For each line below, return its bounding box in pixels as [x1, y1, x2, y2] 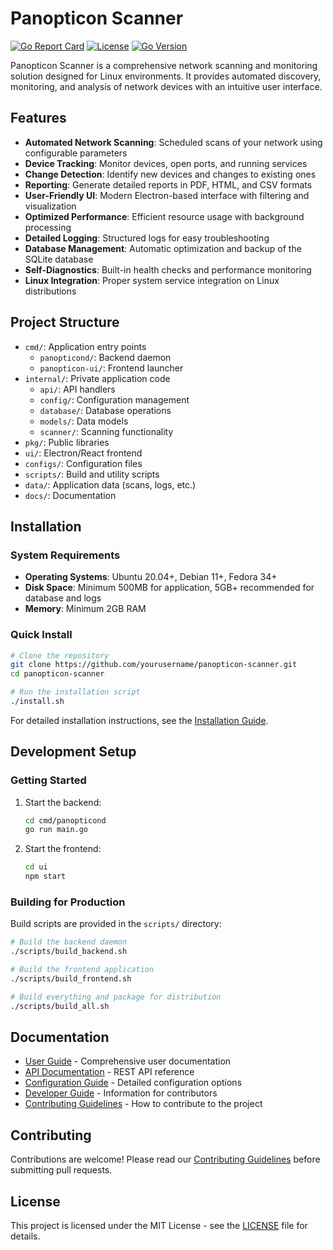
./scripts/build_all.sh [10, 1001, 110, 1011]
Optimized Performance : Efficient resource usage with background [24, 210, 305, 222]
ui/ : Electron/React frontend [24, 447, 143, 459]
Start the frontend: [24, 843, 102, 855]
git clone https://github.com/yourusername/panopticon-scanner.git [10, 660, 298, 670]
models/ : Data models [39, 415, 129, 427]
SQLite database [24, 253, 94, 265]
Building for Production [10, 895, 126, 909]
